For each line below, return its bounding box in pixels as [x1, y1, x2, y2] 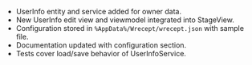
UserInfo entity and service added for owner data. [15, 7, 182, 16]
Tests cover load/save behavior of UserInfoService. [15, 49, 187, 58]
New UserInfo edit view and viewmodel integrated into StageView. [15, 15, 234, 25]
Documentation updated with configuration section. [15, 40, 187, 50]
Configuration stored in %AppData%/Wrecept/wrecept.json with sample [15, 24, 245, 32]
